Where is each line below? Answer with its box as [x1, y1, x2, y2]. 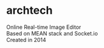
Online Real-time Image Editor [6, 23, 81, 31]
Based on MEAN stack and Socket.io [6, 29, 99, 37]
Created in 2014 [6, 36, 47, 43]
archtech [6, 4, 53, 17]
